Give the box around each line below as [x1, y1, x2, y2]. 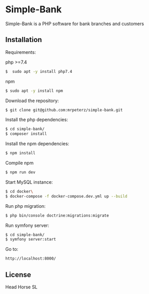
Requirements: [5, 49, 36, 55]
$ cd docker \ [5, 189, 33, 194]
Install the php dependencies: [5, 116, 68, 123]
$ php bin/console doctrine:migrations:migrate [5, 213, 109, 218]
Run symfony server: [5, 222, 50, 228]
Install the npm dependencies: [5, 141, 69, 147]
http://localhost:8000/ [5, 256, 57, 261]
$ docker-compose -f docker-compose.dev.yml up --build [5, 193, 127, 199]
